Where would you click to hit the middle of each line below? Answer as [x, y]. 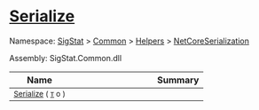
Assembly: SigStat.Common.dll [66, 58]
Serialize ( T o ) [40, 94]
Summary [178, 80]
